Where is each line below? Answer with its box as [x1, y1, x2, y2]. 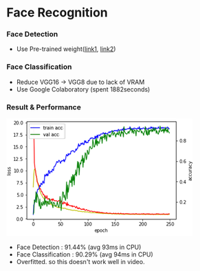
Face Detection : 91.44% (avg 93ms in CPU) [16, 243, 142, 252]
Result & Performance [6, 102, 82, 111]
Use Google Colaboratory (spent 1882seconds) [16, 85, 151, 94]
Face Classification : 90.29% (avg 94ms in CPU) [16, 250, 154, 259]
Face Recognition [6, 5, 108, 21]
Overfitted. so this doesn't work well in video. [16, 258, 145, 266]
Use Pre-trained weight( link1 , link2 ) [16, 45, 116, 53]
